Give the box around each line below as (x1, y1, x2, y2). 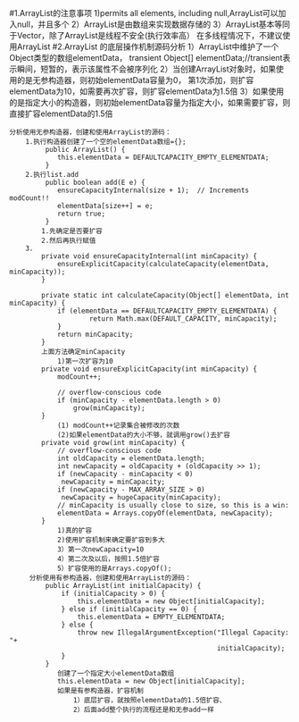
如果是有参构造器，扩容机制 (56, 686, 145, 695)
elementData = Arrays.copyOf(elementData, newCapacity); (56, 508, 274, 517)
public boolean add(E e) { (45, 178, 145, 187)
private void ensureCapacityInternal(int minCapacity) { (41, 252, 257, 261)
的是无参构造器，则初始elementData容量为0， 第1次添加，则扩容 (16, 75, 254, 85)
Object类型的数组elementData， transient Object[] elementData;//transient (9, 53, 283, 63)
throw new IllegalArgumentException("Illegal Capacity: (77, 628, 290, 637)
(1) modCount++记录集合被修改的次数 (56, 421, 180, 430)
